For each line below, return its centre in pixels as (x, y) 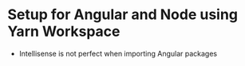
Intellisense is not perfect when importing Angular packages (118, 53)
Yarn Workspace (64, 31)
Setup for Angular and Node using (123, 15)
